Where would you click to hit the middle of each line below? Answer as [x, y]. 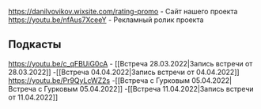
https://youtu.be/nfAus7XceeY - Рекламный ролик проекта [106, 20]
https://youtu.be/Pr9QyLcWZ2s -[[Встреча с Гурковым [99, 80]
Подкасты [35, 45]
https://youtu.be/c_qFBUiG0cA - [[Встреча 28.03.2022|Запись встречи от [130, 63]
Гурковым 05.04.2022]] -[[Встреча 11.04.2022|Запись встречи [149, 88]
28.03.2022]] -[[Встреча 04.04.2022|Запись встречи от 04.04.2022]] [124, 72]
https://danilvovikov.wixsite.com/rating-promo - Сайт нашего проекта [123, 11]
